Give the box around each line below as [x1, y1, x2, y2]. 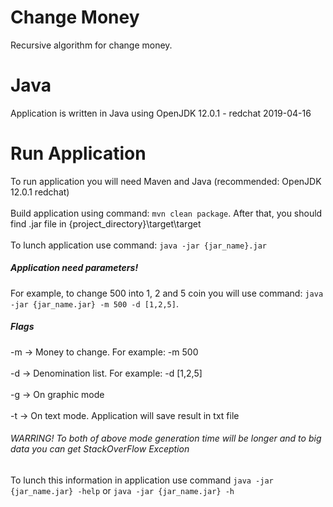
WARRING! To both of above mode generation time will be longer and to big [10, 432, 322, 445]
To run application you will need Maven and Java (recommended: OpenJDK [10, 175, 322, 187]
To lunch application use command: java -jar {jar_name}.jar [10, 239, 267, 251]
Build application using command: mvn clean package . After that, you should [10, 207, 323, 219]
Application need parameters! [10, 262, 139, 274]
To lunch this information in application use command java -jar [10, 474, 274, 486]
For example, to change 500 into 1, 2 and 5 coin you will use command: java [10, 287, 324, 299]
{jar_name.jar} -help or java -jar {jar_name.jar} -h [10, 484, 235, 496]
